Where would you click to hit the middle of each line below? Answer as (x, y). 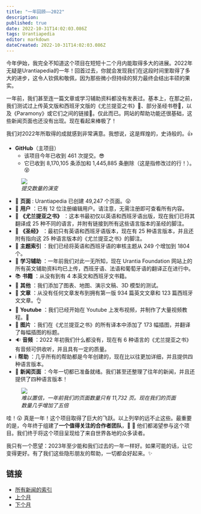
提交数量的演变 (40, 188)
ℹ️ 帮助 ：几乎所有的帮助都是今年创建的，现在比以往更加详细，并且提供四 (104, 356)
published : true (26, 23)
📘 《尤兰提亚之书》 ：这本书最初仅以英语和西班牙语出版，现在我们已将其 (105, 216)
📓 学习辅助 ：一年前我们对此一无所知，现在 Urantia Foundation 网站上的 (104, 261)
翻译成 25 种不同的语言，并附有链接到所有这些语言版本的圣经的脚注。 (101, 223)
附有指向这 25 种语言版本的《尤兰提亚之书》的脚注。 (80, 238)
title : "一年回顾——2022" (35, 12)
